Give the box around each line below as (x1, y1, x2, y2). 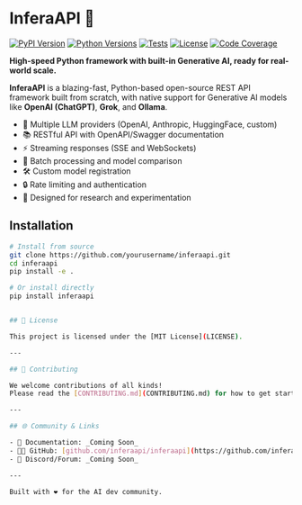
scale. (32, 65, 57, 76)
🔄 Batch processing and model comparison (22, 155, 182, 166)
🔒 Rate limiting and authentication (22, 179, 147, 190)
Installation (9, 218, 74, 233)
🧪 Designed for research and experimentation (22, 192, 191, 203)
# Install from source (9, 242, 94, 251)
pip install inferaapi (9, 292, 94, 301)
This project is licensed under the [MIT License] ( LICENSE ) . (9, 332, 244, 341)
